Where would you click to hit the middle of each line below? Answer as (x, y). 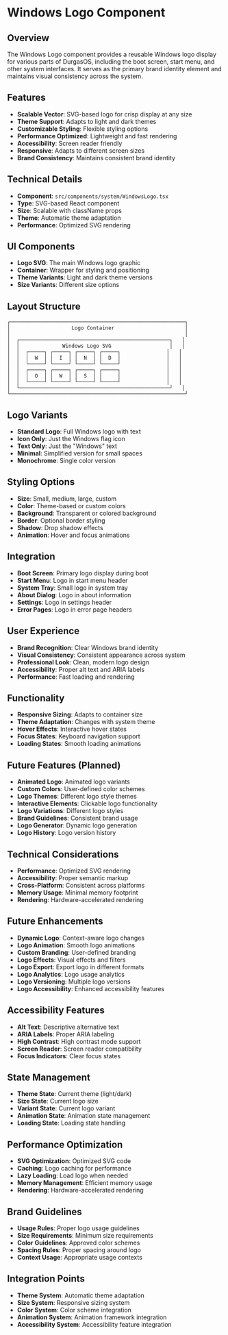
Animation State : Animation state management (84, 1116)
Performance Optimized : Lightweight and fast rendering (97, 136)
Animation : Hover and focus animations (73, 535)
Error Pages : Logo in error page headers (74, 609)
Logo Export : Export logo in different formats (80, 966)
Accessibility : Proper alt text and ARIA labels (81, 669)
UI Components (41, 247)
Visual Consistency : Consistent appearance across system (101, 655)
